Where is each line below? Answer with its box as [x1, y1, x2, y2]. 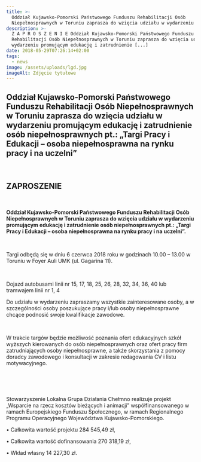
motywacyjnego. [6, 359, 48, 366]
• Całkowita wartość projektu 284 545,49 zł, [6, 426, 115, 433]
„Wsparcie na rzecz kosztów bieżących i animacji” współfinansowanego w [6, 402, 190, 409]
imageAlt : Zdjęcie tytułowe [6, 70, 77, 76]
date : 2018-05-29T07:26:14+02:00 [6, 48, 90, 54]
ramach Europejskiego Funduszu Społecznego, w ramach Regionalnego [6, 408, 184, 415]
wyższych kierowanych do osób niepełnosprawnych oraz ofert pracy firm [6, 340, 188, 347]
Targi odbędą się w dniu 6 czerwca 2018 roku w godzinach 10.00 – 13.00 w [6, 250, 191, 258]
